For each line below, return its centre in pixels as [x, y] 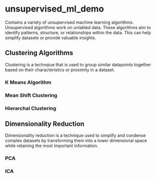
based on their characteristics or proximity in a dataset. [60, 70]
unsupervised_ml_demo [55, 9]
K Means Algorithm [28, 82]
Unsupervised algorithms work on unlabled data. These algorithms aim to [78, 27]
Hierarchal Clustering [31, 108]
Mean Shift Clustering [31, 95]
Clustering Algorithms [39, 53]
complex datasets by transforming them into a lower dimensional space [76, 141]
